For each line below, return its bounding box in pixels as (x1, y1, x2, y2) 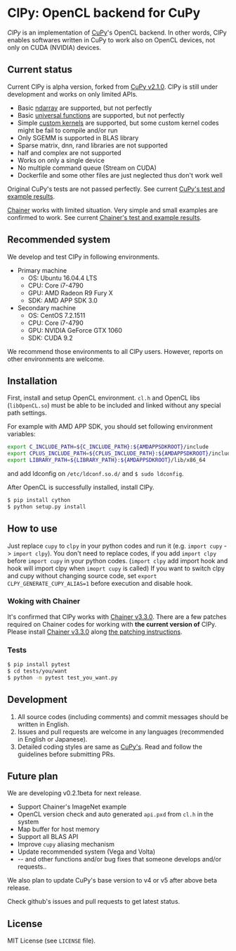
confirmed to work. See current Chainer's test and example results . (7, 213, 202, 221)
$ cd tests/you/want (7, 668, 68, 675)
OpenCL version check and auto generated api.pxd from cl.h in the (17, 810, 214, 818)
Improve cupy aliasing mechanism (17, 840, 114, 849)
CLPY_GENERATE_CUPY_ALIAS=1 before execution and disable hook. (7, 579, 193, 587)
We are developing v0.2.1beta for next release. (7, 789, 142, 797)
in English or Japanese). (17, 735, 88, 743)
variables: (7, 430, 36, 438)
